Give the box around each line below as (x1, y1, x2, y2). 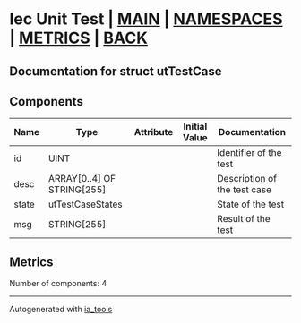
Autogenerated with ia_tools (9, 304, 113, 315)
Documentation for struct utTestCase (9, 64, 222, 79)
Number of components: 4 (9, 278, 107, 289)
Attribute (133, 126, 174, 139)
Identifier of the (217, 147, 282, 159)
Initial (183, 121, 208, 133)
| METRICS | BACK (9, 28, 148, 48)
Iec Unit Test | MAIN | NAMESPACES (9, 9, 283, 30)
